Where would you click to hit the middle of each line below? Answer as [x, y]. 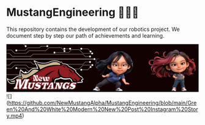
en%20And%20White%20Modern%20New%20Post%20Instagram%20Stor [102, 109]
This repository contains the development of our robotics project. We [93, 29]
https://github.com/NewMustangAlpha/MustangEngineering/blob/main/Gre [103, 103]
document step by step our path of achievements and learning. [85, 35]
